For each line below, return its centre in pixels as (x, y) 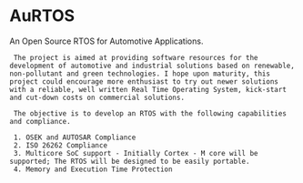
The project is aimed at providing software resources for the (136, 57)
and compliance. (40, 121)
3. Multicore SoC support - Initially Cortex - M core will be (136, 153)
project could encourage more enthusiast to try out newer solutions (144, 81)
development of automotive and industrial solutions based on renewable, (152, 66)
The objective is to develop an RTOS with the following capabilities (150, 113)
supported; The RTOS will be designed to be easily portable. (130, 161)
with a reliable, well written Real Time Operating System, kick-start (148, 89)
